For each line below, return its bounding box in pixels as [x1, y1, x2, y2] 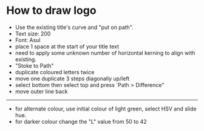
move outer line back [15, 88, 68, 95]
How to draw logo [6, 4, 97, 18]
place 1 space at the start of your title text [15, 43, 120, 50]
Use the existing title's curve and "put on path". [15, 24, 134, 31]
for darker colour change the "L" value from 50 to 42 [15, 118, 147, 125]
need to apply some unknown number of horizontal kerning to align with [15, 49, 195, 56]
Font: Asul [15, 36, 41, 43]
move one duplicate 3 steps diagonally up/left [15, 75, 130, 82]
